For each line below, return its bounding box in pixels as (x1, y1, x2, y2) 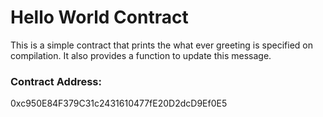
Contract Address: (10, 74, 102, 88)
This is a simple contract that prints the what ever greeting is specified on (10, 39, 313, 51)
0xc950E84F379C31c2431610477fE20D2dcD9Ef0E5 (10, 97, 228, 110)
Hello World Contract (10, 6, 189, 29)
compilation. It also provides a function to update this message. (10, 49, 272, 61)
